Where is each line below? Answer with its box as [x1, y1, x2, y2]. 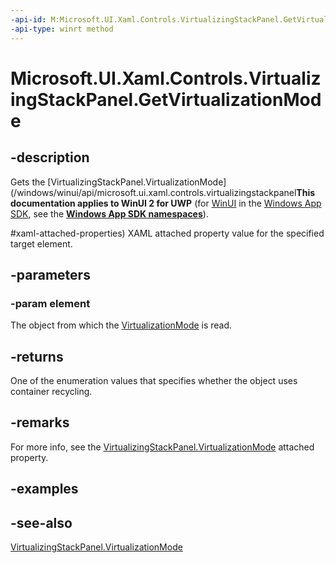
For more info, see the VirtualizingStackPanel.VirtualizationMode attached [10, 441, 315, 453]
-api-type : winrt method [10, 24, 114, 34]
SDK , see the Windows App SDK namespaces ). [10, 207, 209, 220]
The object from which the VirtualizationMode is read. [10, 319, 233, 331]
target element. [10, 237, 73, 250]
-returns [10, 348, 64, 365]
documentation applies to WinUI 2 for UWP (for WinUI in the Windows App [10, 197, 322, 209]
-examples [10, 481, 79, 498]
